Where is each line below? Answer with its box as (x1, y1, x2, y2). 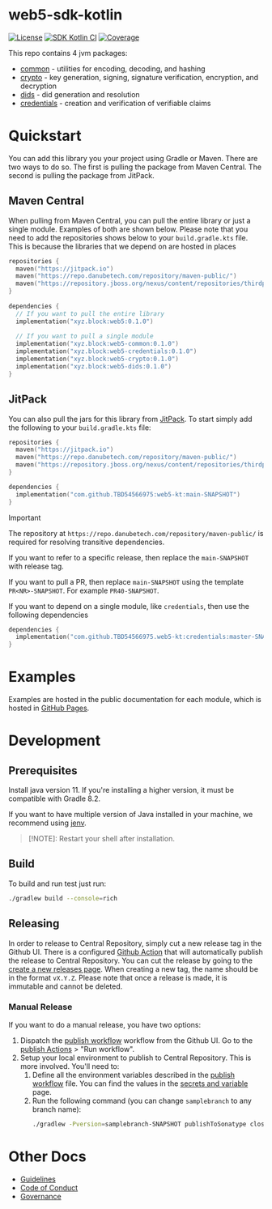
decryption (19, 81, 57, 91)
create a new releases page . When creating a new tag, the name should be (8, 964, 259, 973)
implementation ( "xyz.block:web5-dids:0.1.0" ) (15, 362, 172, 370)
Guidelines (19, 1174, 57, 1184)
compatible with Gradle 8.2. (8, 794, 101, 803)
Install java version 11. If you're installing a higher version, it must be (8, 785, 235, 795)
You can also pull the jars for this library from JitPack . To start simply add (8, 414, 253, 424)
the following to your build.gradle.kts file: (8, 423, 151, 432)
